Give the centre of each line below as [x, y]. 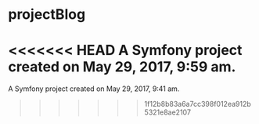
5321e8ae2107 [168, 112]
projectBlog [47, 15]
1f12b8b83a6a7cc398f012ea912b [198, 104]
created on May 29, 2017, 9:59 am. [122, 67]
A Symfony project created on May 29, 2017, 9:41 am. [94, 89]
